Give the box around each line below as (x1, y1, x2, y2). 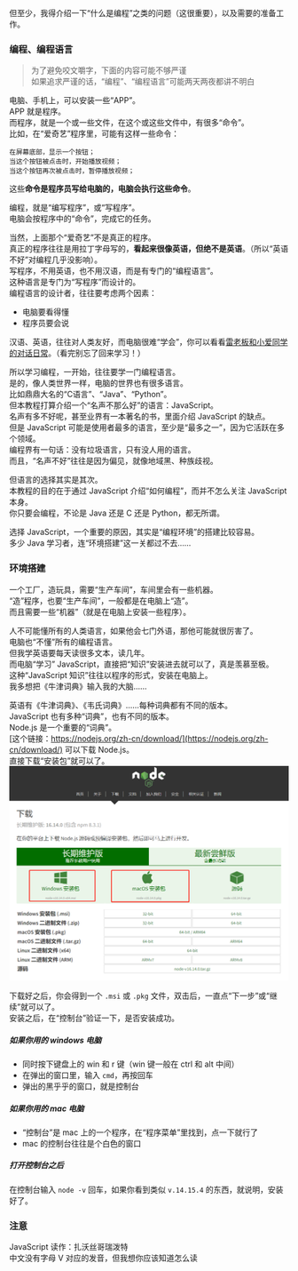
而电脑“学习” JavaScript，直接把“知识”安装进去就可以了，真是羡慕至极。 (9, 659, 274, 669)
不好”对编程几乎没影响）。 (9, 254, 103, 265)
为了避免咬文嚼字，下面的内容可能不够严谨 (30, 65, 187, 76)
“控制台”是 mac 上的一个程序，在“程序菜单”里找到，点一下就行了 (21, 1127, 259, 1138)
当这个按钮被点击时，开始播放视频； (9, 157, 122, 166)
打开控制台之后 (9, 1160, 64, 1171)
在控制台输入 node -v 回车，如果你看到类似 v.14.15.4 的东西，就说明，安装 (9, 1184, 284, 1195)
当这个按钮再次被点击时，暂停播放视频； (9, 167, 135, 176)
